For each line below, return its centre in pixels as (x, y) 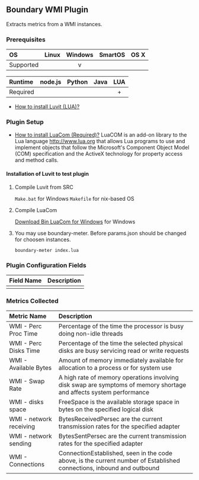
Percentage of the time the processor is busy (121, 326)
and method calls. (36, 160)
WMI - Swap (27, 381)
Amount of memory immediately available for (121, 361)
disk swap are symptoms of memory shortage (122, 385)
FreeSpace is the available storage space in (119, 402)
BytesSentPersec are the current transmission (122, 436)
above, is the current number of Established (119, 461)
